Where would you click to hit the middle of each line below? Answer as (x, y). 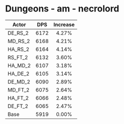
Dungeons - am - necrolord (62, 9)
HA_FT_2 (18, 98)
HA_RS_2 (18, 49)
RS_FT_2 (18, 57)
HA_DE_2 (19, 73)
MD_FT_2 (19, 89)
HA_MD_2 (19, 65)
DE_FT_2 (18, 106)
